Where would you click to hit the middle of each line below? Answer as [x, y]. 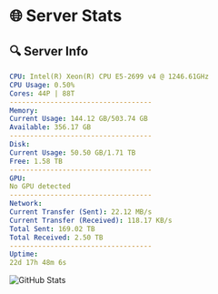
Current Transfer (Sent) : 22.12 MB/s [81, 212]
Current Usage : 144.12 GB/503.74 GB [79, 119]
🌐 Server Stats [66, 16]
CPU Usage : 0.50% [42, 85]
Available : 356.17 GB [50, 127]
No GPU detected [40, 187]
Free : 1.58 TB [36, 161]
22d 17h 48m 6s [38, 263]
